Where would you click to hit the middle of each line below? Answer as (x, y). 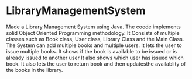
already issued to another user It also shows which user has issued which (95, 58)
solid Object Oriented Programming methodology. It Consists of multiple (93, 33)
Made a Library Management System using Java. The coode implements (94, 27)
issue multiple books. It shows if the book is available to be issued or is (92, 51)
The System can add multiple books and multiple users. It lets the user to (94, 45)
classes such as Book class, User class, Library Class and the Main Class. (95, 39)
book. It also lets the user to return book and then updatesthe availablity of (96, 64)
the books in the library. (35, 70)
